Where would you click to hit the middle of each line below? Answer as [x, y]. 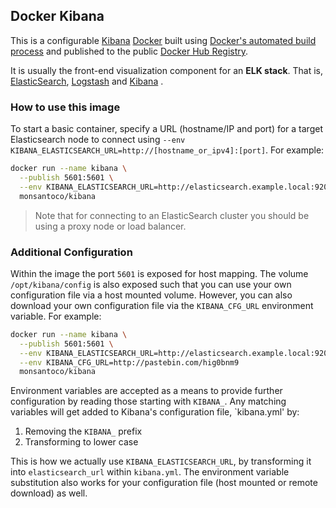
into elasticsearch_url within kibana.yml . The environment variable [150, 472]
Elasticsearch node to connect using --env [98, 140]
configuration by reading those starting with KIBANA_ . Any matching [148, 401]
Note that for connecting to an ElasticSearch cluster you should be [172, 215]
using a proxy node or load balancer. [110, 226]
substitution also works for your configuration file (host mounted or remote [164, 483]
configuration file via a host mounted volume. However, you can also [151, 295]
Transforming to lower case [81, 442]
